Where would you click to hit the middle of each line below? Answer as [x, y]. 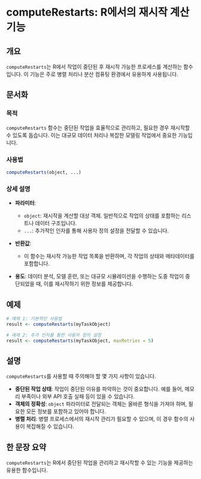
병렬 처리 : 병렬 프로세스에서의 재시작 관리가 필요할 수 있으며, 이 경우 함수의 [101, 419]
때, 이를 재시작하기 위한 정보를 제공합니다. [84, 284]
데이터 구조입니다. [56, 223]
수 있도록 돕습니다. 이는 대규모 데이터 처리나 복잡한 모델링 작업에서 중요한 [92, 135]
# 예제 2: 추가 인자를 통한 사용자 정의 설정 [54, 335]
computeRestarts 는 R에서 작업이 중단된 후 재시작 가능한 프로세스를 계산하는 [94, 67]
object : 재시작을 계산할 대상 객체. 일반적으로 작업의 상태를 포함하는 [102, 216]
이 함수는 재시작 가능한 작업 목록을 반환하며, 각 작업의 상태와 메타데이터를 [109, 256]
